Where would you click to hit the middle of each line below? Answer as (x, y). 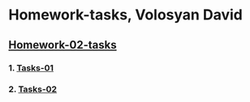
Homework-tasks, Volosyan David (126, 15)
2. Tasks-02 (33, 89)
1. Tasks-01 (31, 68)
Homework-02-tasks (62, 45)
